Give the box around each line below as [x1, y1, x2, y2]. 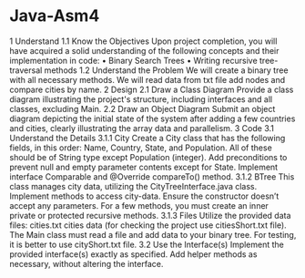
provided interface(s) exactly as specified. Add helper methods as [9, 248, 258, 260]
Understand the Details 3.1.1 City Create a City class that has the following [9, 132, 286, 143]
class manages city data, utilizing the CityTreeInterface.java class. [9, 180, 258, 191]
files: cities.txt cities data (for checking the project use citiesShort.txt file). [9, 220, 287, 231]
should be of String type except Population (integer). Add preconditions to [9, 151, 288, 162]
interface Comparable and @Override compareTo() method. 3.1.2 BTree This [9, 170, 295, 182]
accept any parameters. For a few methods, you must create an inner [9, 200, 269, 211]
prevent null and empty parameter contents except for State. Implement [9, 161, 279, 172]
